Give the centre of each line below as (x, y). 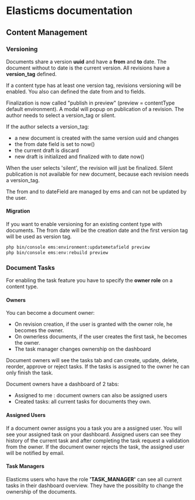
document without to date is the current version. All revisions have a (88, 68)
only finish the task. (30, 373)
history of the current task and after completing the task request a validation (98, 440)
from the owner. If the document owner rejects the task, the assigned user (95, 447)
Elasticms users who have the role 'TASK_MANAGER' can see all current (94, 479)
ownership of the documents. (41, 491)
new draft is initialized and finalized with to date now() (79, 157)
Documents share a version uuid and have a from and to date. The (86, 61)
